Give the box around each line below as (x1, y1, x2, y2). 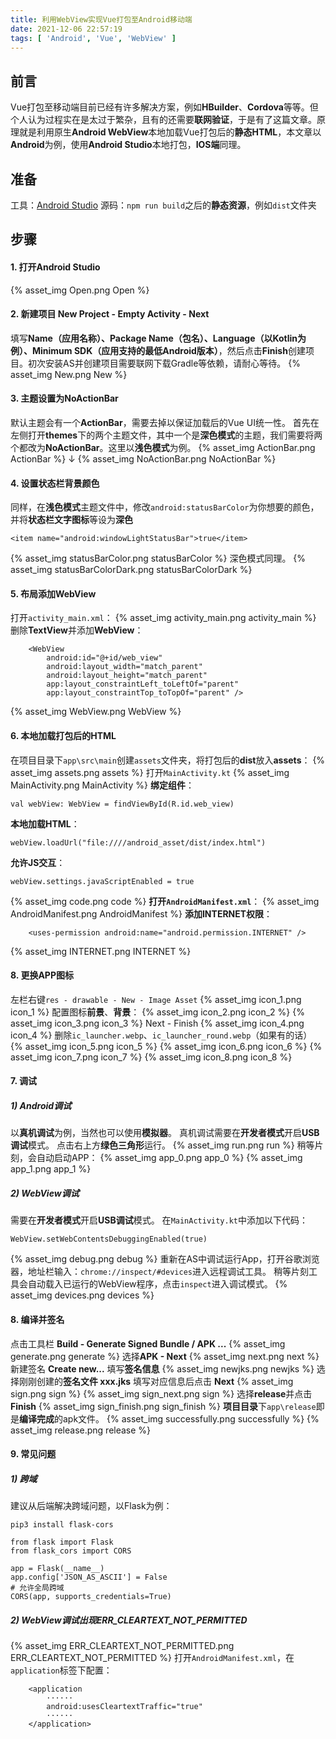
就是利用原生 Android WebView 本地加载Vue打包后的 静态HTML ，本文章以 (18, 126, 322, 138)
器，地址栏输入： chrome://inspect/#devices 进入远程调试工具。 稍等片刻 (10, 1266, 309, 1278)
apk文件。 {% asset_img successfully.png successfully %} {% (62, 1412, 320, 1425)
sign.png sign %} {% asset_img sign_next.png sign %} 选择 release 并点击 (10, 1387, 313, 1400)
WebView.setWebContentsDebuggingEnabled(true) (10, 1234, 208, 1245)
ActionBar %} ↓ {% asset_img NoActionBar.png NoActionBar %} (10, 453, 277, 465)
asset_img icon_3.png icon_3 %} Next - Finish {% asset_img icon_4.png (10, 1017, 305, 1029)
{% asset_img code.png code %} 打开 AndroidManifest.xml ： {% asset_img (10, 895, 320, 907)
